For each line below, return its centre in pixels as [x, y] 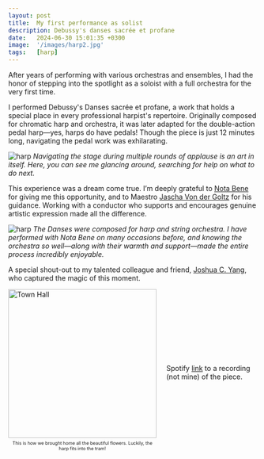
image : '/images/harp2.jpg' [56, 45]
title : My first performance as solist [76, 23]
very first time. [32, 92]
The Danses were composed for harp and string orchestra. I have [140, 229]
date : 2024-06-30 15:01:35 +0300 [67, 38]
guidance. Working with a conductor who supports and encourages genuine [132, 205]
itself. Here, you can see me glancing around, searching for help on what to [132, 164]
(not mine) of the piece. [205, 377]
